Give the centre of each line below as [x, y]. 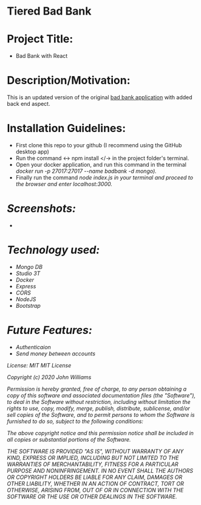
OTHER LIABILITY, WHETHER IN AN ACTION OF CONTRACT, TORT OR [96, 483]
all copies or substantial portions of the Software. [69, 439]
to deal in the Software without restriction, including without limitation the [99, 402]
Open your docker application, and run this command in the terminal [101, 165]
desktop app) [32, 151]
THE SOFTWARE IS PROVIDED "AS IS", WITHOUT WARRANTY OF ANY [95, 451]
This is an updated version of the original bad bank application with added [100, 97]
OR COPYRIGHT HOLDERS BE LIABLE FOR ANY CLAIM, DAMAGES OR [95, 477]
